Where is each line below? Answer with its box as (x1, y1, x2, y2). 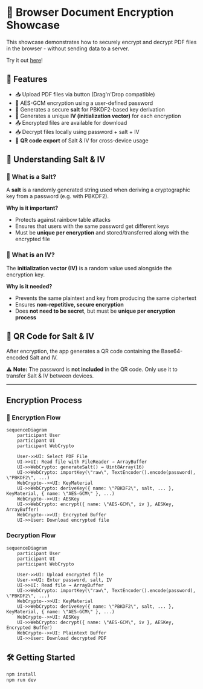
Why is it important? (6, 204, 59, 211)
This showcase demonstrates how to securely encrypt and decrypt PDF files (6, 38, 197, 45)
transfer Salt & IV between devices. (6, 372, 94, 379)
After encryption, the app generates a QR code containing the (6, 347, 160, 354)
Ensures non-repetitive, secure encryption (14, 301, 124, 308)
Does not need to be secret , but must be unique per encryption (14, 307, 176, 315)
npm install (6, 671, 36, 677)
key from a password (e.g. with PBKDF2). (6, 193, 109, 200)
